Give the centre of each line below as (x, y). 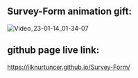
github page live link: (53, 50)
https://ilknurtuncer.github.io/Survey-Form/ (69, 67)
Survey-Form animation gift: (69, 11)
